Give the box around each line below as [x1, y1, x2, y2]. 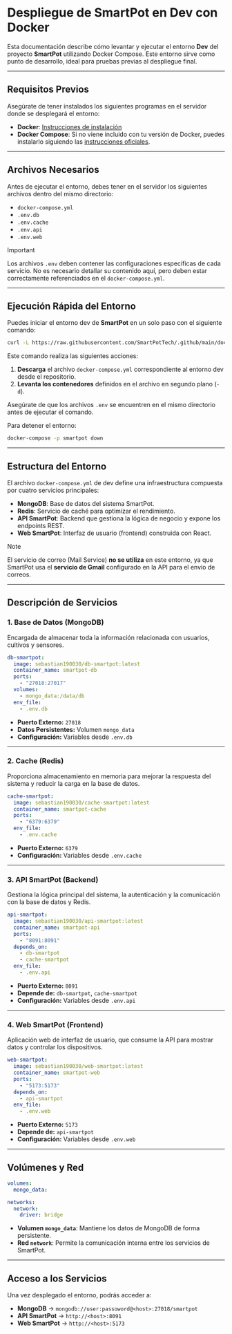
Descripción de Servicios [7, 596, 118, 609]
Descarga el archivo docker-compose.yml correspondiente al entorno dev [17, 365, 224, 374]
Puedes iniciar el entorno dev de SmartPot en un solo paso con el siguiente [7, 319, 222, 327]
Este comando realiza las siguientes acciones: [7, 352, 139, 360]
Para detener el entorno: [7, 422, 77, 430]
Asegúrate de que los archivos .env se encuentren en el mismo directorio [7, 401, 216, 409]
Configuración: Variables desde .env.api [17, 996, 136, 1004]
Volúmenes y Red [7, 1161, 84, 1173]
